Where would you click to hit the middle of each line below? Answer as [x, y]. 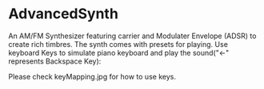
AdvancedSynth [63, 14]
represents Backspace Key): [55, 61]
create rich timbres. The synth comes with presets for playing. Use [118, 44]
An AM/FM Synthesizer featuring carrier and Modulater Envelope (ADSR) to [132, 36]
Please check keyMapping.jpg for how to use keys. [92, 76]
